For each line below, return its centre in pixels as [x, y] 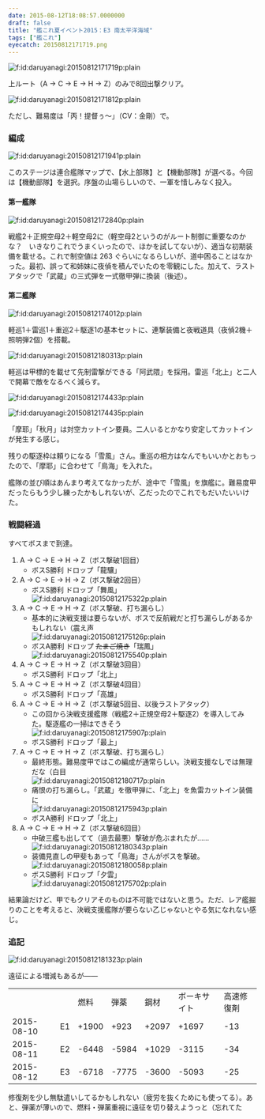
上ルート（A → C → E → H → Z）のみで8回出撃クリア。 [98, 84]
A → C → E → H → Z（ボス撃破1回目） [81, 560]
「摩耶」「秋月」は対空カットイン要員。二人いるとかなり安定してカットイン [131, 429]
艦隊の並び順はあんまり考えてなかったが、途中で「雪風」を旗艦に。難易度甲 [132, 482]
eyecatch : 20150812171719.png [58, 45]
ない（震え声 [73, 628]
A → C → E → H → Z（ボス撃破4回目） [82, 684]
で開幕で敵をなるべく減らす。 [56, 381]
